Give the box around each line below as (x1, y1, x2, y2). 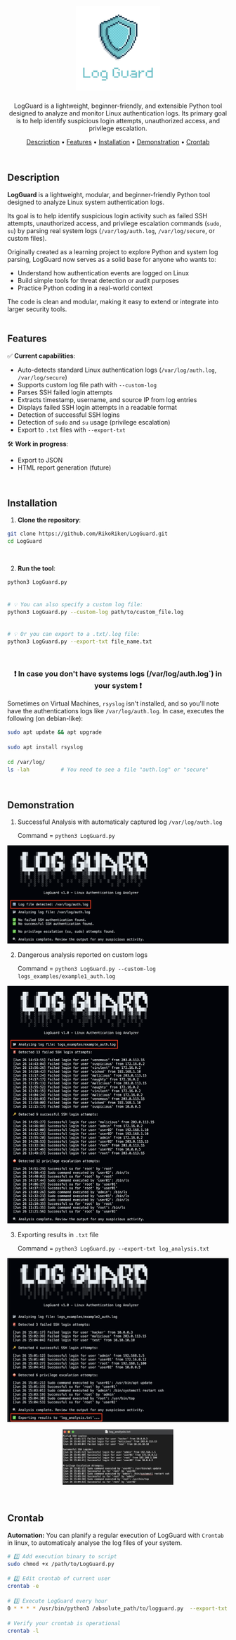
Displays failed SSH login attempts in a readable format (17, 403, 178, 411)
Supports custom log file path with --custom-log (17, 380, 157, 389)
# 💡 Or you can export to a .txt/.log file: (7, 631, 140, 638)
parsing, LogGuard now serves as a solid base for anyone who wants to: (7, 255, 216, 263)
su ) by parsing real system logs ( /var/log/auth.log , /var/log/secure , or (7, 226, 216, 234)
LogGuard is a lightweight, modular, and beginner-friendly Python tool (7, 190, 211, 199)
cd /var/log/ (7, 758, 46, 765)
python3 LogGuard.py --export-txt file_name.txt (7, 638, 152, 646)
